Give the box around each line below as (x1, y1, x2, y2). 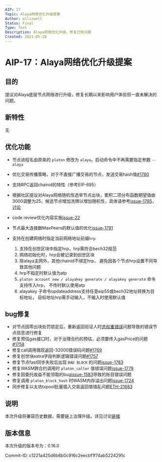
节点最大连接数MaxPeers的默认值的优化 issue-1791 (12, 225, 113, 231)
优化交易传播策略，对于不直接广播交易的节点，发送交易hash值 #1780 (12, 171, 149, 177)
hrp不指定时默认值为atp (19, 270, 67, 276)
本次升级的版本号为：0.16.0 (5, 443, 59, 448)
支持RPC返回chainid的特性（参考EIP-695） (12, 181, 99, 188)
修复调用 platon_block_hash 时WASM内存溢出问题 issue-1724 (12, 378, 134, 384)
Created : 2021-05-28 (5, 35, 47, 39)
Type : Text (5, 25, 27, 30)
